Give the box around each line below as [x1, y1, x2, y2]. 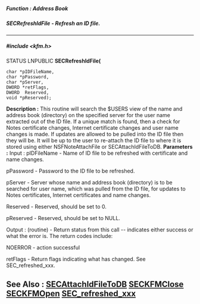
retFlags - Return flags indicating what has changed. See [6, 256, 146, 263]
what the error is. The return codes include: [6, 233, 113, 240]
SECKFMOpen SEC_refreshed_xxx [6, 289, 136, 299]
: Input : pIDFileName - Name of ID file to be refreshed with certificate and [6, 149, 188, 157]
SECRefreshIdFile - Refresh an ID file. [6, 20, 101, 27]
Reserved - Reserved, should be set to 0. [6, 203, 107, 211]
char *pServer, [6, 79, 44, 86]
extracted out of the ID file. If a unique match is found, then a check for [6, 118, 180, 125]
